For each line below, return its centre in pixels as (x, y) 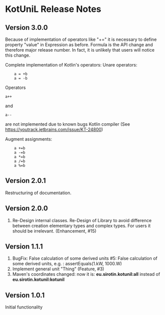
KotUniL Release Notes (53, 9)
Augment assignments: (29, 139)
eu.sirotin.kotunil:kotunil (38, 280)
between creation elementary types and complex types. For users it (82, 226)
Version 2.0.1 (26, 181)
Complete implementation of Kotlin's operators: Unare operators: (71, 65)
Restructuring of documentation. (38, 193)
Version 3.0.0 (27, 28)
